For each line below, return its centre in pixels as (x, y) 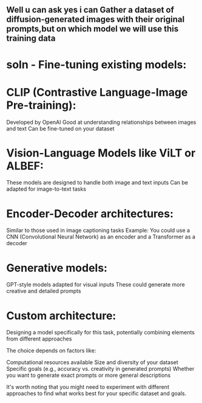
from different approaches (39, 339)
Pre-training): (41, 105)
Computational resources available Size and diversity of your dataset (93, 362)
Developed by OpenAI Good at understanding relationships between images (101, 122)
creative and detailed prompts (44, 291)
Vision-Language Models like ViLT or (101, 153)
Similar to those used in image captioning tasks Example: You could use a (98, 231)
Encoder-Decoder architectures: (90, 213)
